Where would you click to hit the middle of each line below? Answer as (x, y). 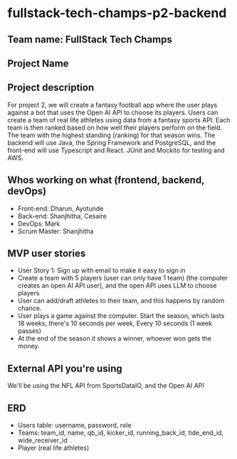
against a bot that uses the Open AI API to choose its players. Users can (113, 112)
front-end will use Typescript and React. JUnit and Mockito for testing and (116, 150)
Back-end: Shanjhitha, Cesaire (62, 216)
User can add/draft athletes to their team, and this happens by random (121, 301)
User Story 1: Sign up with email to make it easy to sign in (102, 270)
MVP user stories (47, 253)
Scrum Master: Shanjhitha (56, 231)
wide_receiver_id (42, 440)
